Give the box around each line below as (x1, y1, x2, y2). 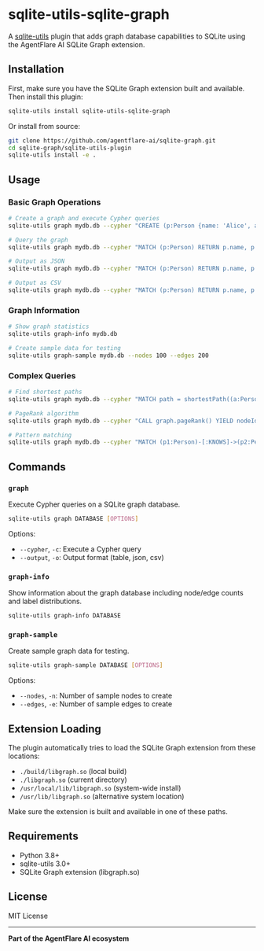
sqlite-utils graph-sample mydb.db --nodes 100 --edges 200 (8, 352, 210, 359)
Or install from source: (8, 121, 81, 131)
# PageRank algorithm (8, 409, 79, 418)
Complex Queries (8, 370, 76, 381)
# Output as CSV (8, 279, 61, 287)
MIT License (8, 911, 49, 920)
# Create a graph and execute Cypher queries (8, 214, 159, 222)
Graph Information (8, 304, 80, 315)
